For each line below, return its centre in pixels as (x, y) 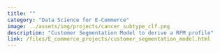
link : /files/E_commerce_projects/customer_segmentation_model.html (109, 39)
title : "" (22, 13)
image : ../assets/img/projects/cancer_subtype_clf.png (89, 26)
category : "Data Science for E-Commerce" (68, 20)
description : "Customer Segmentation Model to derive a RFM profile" (111, 33)
